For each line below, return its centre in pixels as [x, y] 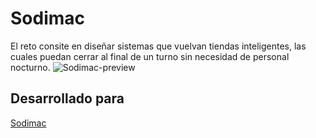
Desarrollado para [67, 98]
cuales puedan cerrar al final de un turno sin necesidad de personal [150, 56]
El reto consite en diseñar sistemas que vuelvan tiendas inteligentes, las [158, 46]
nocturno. [30, 67]
